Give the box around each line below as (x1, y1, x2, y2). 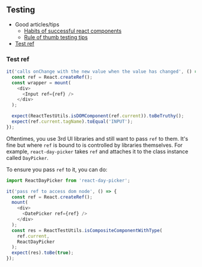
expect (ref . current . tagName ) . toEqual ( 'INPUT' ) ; (11, 118, 133, 125)
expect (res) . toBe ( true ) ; (11, 250, 74, 256)
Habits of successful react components (23, 27, 122, 34)
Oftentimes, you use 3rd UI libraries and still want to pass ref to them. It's (6, 135, 188, 142)
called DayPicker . (6, 154, 49, 161)
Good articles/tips (14, 20, 60, 28)
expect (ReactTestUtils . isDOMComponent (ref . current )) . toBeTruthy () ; (11, 113, 185, 119)
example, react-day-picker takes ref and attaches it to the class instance (6, 147, 188, 155)
